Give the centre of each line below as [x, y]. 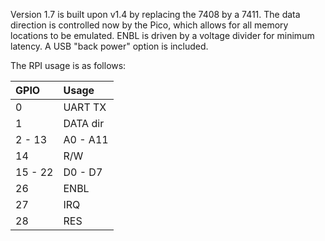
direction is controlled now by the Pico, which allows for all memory [149, 25]
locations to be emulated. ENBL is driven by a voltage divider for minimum [162, 35]
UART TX [85, 107]
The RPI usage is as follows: [68, 65]
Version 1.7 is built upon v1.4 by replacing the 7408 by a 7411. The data [155, 14]
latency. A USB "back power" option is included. [109, 46]
